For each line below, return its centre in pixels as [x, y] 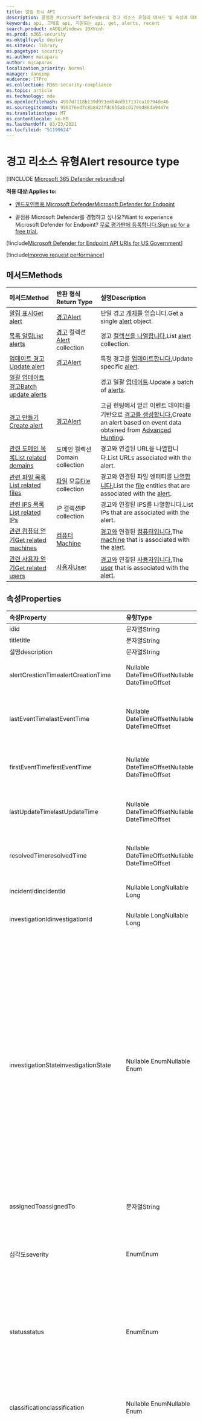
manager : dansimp [28, 74]
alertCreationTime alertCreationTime [60, 675]
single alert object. [127, 321]
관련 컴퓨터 [24, 531]
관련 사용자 [24, 559]
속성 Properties [34, 599]
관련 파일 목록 [28, 477]
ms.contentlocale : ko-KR [37, 119]
